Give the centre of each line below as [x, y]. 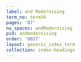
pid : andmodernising [32, 34]
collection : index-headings [41, 50]
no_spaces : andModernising [39, 28]
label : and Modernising [35, 12]
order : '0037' [24, 39]
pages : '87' [21, 22]
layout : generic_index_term [41, 45]
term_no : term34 [26, 17]
